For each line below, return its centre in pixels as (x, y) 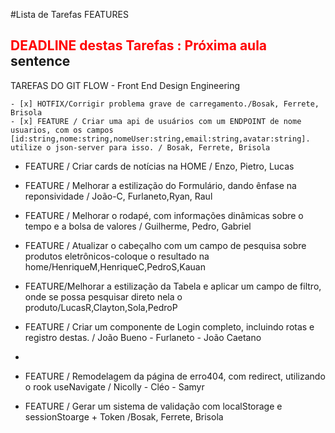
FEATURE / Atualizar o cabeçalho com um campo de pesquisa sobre (165, 245)
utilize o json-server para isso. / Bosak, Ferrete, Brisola (140, 147)
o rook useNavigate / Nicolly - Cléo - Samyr (114, 386)
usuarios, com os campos (62, 130)
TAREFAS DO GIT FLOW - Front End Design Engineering (125, 85)
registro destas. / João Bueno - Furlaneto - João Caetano (143, 337)
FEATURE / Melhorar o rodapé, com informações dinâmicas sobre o (164, 215)
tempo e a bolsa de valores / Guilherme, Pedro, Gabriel (138, 226)
